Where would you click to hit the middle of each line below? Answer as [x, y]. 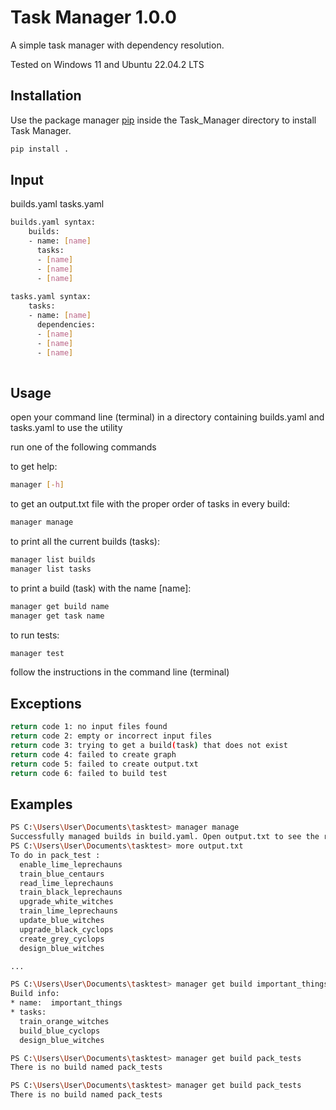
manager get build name [60, 606]
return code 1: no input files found [89, 727]
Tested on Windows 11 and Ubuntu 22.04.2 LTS [107, 64]
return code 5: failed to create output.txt [104, 764]
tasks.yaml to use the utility [66, 428]
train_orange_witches [64, 1021]
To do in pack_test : [55, 855]
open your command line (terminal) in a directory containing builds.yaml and [167, 417]
